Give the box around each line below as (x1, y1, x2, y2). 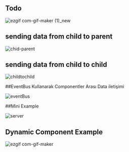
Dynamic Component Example (5, 128, 103, 136)
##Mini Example (5, 103, 39, 109)
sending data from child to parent (5, 32, 113, 41)
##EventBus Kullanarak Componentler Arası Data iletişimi (5, 84, 124, 90)
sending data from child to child (5, 60, 107, 69)
